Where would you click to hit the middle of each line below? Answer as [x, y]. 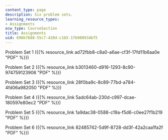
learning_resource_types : [32, 19]
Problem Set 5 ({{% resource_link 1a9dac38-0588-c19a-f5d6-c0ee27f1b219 [84, 112]
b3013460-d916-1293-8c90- [105, 67]
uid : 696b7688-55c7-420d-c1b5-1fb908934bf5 [52, 38]
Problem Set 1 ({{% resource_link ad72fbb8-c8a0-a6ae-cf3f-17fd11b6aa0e [82, 52]
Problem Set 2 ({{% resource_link [40, 67]
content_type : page [26, 10]
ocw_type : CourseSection [31, 29]
